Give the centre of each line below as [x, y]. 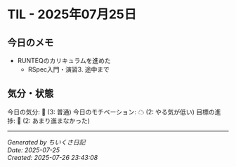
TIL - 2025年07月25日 [72, 14]
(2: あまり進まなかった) [56, 121]
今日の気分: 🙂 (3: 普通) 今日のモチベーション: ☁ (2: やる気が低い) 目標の [111, 112]
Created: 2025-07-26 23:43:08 [53, 157]
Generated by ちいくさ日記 [46, 142]
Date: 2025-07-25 [34, 150]
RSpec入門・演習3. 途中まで [69, 69]
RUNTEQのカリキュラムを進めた [64, 61]
